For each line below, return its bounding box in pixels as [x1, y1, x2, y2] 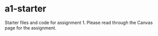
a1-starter [4, 3, 46, 14]
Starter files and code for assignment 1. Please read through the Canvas [4, 19, 153, 25]
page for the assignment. [4, 24, 56, 30]
